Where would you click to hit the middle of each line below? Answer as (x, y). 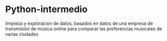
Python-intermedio (46, 9)
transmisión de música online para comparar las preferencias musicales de (84, 28)
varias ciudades (22, 34)
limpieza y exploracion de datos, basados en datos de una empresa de (79, 23)
